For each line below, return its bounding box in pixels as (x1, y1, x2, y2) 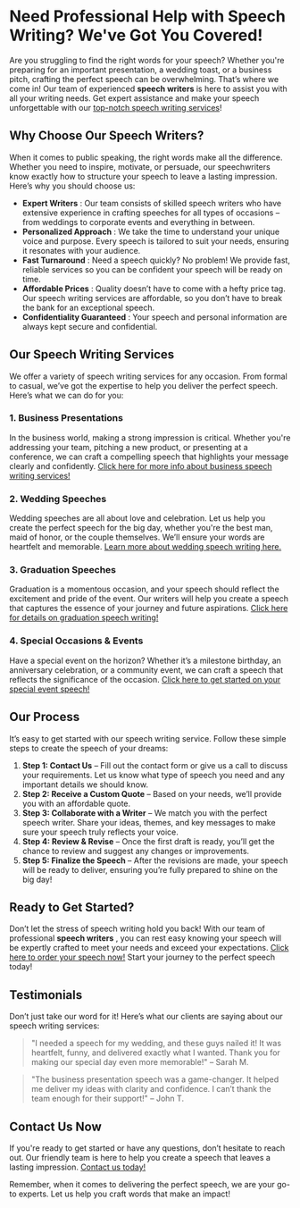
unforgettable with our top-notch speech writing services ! (9, 102, 222, 113)
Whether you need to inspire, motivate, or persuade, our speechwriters (9, 161, 271, 172)
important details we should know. (21, 779, 149, 790)
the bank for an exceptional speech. (21, 302, 154, 313)
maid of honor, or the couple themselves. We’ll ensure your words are (9, 532, 265, 542)
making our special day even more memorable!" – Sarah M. (30, 1057, 249, 1068)
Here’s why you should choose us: (9, 180, 136, 191)
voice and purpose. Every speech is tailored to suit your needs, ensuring (21, 235, 289, 247)
